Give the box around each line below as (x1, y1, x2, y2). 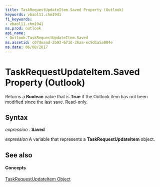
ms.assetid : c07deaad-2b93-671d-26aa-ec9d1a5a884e (5, 40, 113, 45)
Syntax (5, 113, 28, 122)
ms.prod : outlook (5, 26, 41, 31)
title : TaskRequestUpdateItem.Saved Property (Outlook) (5, 7, 124, 13)
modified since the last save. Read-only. (5, 99, 88, 105)
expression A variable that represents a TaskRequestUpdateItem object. (5, 136, 155, 142)
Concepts (5, 165, 26, 171)
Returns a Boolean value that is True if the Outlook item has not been (5, 93, 148, 99)
